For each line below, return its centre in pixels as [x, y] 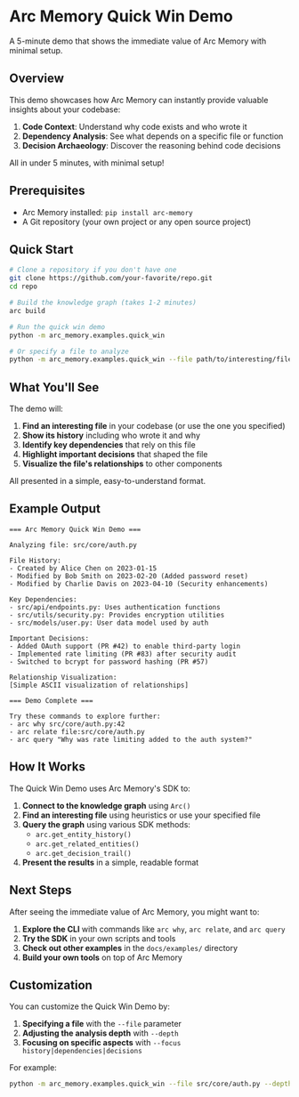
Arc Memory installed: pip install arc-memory [107, 212]
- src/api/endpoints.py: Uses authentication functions [115, 607]
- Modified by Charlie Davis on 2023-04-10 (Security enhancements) [139, 584]
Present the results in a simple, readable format [110, 862]
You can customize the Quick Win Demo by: [90, 1006]
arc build [28, 311]
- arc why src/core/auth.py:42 [67, 724]
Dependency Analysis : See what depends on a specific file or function [153, 136]
